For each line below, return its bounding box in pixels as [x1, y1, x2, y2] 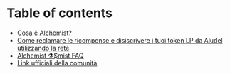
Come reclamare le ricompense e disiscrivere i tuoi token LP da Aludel [16, 36, 223, 44]
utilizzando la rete [16, 43, 70, 52]
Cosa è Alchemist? [16, 28, 72, 37]
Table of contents [6, 5, 113, 21]
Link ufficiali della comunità [16, 58, 98, 67]
